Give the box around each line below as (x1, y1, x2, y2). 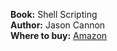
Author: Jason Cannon (10, 19, 106, 31)
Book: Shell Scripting (10, 9, 98, 20)
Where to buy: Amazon (10, 30, 108, 41)
